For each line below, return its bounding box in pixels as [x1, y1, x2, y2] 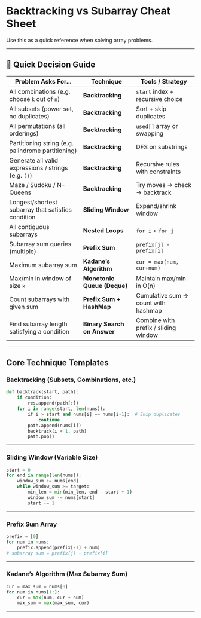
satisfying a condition [9, 327, 70, 335]
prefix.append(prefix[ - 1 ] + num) [17, 544, 100, 550]
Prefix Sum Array [6, 520, 57, 528]
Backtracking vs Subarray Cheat [6, 4, 171, 18]
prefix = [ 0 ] [6, 534, 39, 540]
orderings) [9, 129, 39, 137]
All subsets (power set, [9, 105, 74, 113]
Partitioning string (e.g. [9, 139, 74, 147]
